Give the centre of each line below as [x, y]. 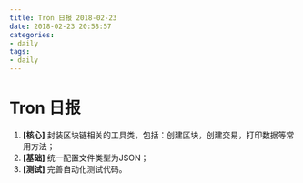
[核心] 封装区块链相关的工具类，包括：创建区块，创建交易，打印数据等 [154, 135]
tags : [20, 52]
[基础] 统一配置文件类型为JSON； [86, 158]
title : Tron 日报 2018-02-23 [63, 18]
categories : [32, 35]
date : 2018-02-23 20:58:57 [61, 26]
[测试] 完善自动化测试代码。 [75, 168]
